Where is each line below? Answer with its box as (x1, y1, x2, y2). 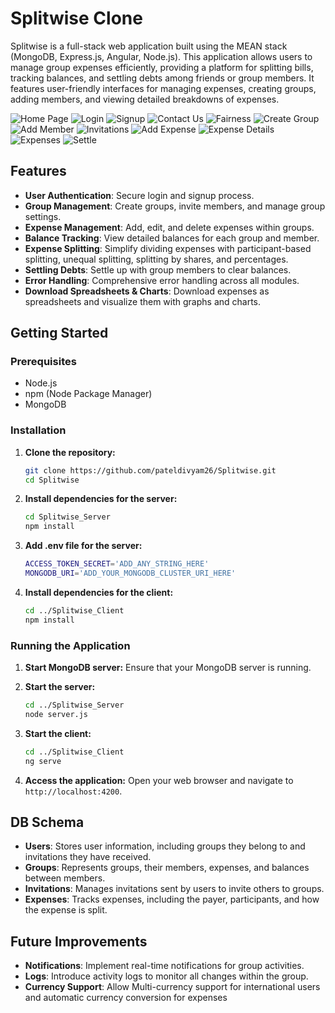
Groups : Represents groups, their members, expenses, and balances (24, 862, 310, 874)
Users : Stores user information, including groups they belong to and (24, 840, 306, 852)
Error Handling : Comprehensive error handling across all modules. (24, 274, 300, 286)
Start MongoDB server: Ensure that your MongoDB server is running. (24, 662, 312, 674)
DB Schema (10, 813, 85, 831)
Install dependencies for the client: (24, 586, 174, 598)
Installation (10, 423, 67, 437)
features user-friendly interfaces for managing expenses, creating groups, (10, 82, 317, 94)
